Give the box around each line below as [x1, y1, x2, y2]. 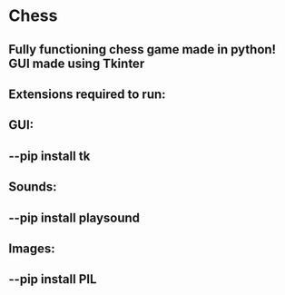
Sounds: [8, 179, 57, 195]
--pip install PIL [8, 271, 97, 287]
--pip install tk [8, 148, 91, 163]
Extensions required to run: [8, 86, 166, 102]
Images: [8, 241, 55, 256]
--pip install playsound [8, 210, 141, 225]
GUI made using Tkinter [8, 55, 145, 71]
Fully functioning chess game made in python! [8, 42, 277, 57]
